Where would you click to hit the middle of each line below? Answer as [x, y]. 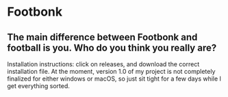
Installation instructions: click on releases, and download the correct [103, 64]
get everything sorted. [39, 86]
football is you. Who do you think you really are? [112, 47]
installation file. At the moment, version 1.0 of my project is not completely [111, 71]
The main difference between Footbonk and [102, 37]
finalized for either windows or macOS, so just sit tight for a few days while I [114, 79]
